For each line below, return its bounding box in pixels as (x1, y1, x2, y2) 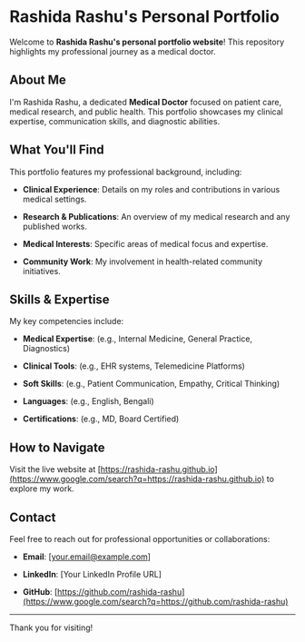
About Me (9, 73, 66, 88)
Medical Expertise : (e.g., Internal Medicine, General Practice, (22, 333, 252, 344)
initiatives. (22, 265, 61, 276)
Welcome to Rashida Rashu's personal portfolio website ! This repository (9, 36, 284, 47)
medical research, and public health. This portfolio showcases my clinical (9, 106, 283, 117)
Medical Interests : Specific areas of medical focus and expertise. (22, 238, 269, 249)
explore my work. (9, 483, 74, 494)
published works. (22, 221, 88, 232)
